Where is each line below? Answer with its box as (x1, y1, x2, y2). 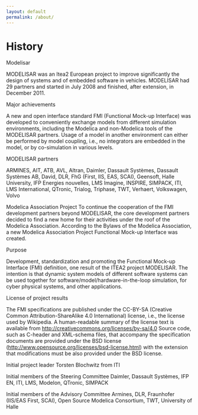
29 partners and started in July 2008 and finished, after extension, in (6, 83, 174, 91)
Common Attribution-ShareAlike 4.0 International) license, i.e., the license (6, 312, 185, 320)
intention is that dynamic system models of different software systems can (6, 271, 188, 278)
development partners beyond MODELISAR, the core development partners (6, 210, 190, 217)
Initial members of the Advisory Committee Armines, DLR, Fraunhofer (6, 391, 175, 398)
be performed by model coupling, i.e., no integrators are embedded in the (6, 137, 186, 145)
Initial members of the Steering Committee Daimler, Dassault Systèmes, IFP (6, 373, 189, 380)
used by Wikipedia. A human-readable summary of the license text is (6, 319, 174, 326)
